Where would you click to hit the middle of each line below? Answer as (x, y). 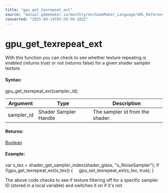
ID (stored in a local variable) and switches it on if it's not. (64, 185)
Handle (47, 118)
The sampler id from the (121, 111)
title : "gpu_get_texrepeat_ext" (39, 10)
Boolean (14, 142)
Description (126, 103)
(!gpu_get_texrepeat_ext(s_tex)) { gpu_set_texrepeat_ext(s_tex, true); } (79, 170)
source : (13, 14)
